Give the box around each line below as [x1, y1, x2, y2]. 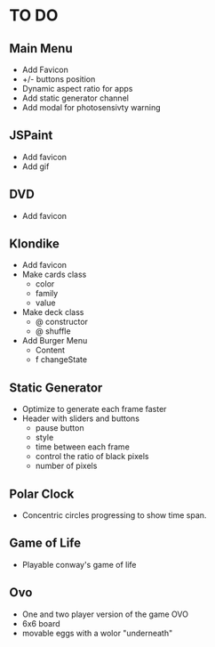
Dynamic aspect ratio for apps [21, 84, 133, 93]
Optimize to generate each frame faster [21, 404, 167, 415]
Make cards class [21, 269, 87, 280]
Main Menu [9, 41, 73, 56]
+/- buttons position [21, 74, 96, 85]
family [35, 288, 59, 299]
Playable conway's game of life [21, 559, 137, 570]
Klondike [9, 237, 60, 252]
